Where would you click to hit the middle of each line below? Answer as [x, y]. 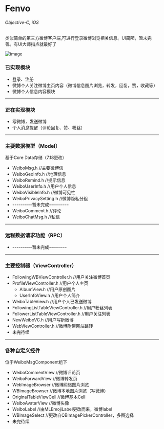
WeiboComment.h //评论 [37, 211]
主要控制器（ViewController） [41, 266]
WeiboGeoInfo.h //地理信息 [39, 174]
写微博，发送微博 [29, 121]
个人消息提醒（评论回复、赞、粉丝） [49, 127]
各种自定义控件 [23, 350]
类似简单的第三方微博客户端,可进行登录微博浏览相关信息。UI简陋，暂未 [76, 38]
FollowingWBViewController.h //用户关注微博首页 [61, 277]
